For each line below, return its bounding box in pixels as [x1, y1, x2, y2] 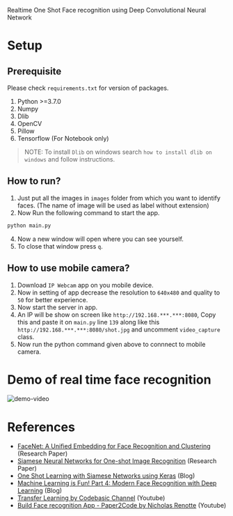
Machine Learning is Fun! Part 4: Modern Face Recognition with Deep [17, 479, 217, 487]
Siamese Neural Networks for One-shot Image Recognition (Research [17, 457, 217, 465]
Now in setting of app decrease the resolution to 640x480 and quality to [17, 288, 220, 297]
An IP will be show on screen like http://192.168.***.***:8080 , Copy [17, 310, 216, 319]
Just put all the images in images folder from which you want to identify [17, 194, 221, 202]
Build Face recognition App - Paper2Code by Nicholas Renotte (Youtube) [17, 501, 227, 510]
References [7, 419, 75, 435]
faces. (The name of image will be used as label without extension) [17, 201, 210, 210]
